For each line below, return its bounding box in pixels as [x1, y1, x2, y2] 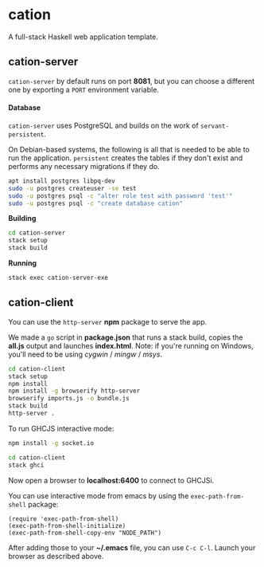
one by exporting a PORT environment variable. [8, 85, 159, 94]
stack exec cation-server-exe [8, 274, 109, 282]
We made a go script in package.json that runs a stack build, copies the [8, 333, 243, 342]
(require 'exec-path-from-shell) [8, 514, 119, 523]
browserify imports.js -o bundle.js [8, 395, 130, 403]
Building [8, 214, 37, 223]
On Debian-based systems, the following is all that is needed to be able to [8, 144, 250, 154]
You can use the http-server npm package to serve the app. [8, 317, 208, 326]
